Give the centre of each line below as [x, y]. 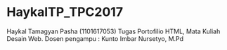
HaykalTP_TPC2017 [65, 12]
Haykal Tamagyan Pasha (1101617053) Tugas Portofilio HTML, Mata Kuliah [113, 31]
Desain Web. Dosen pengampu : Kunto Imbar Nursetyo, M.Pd [95, 38]
